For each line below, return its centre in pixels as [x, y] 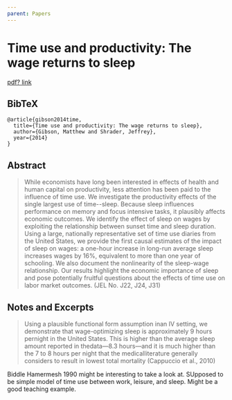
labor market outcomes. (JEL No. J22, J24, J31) [92, 285]
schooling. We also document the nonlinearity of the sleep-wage [116, 263]
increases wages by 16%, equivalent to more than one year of [112, 256]
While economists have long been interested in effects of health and [122, 182]
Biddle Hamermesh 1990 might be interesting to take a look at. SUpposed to [115, 374]
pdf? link [20, 82]
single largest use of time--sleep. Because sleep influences [109, 204]
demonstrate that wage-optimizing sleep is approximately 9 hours [118, 331]
